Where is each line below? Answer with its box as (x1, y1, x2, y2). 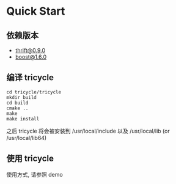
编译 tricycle (6, 72, 54, 83)
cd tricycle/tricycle (6, 89, 62, 95)
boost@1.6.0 (15, 53, 47, 61)
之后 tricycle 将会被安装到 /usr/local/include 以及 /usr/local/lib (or (6, 127, 170, 134)
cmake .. (6, 105, 29, 111)
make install (6, 116, 40, 122)
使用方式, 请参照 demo (6, 171, 63, 178)
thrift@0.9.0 (15, 47, 46, 54)
